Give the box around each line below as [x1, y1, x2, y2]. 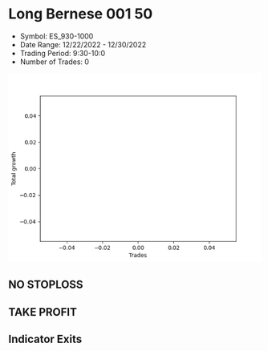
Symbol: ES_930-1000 [19, 31, 94, 41]
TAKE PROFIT [8, 305, 78, 319]
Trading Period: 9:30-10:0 [19, 48, 106, 58]
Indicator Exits [8, 333, 83, 346]
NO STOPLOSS [8, 278, 83, 292]
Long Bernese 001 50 [8, 5, 153, 23]
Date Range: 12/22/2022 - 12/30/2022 [19, 39, 147, 49]
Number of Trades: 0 [19, 57, 90, 67]
